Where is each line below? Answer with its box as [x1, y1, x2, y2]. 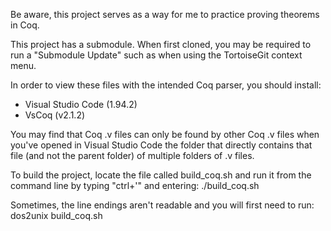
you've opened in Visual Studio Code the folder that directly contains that [10, 139, 313, 151]
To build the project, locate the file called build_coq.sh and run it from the [10, 169, 312, 181]
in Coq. [10, 19, 40, 31]
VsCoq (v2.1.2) [24, 109, 86, 121]
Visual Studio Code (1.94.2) [24, 99, 138, 110]
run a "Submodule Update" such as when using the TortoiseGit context [10, 49, 303, 61]
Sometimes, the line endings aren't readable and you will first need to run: [10, 199, 315, 211]
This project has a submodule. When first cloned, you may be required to [10, 39, 312, 50]
